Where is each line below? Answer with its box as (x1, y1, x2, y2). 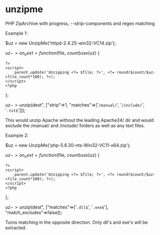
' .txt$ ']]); (5, 107, 26, 113)
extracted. (5, 224, 27, 230)
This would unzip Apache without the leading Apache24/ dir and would (5, 117, 154, 123)
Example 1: (5, 30, 28, 36)
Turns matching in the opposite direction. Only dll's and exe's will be (5, 219, 148, 225)
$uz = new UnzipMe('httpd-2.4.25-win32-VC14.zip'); (5, 40, 116, 46)
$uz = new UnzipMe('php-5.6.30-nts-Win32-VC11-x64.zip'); (5, 142, 131, 148)
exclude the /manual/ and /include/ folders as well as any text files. (5, 122, 145, 128)
